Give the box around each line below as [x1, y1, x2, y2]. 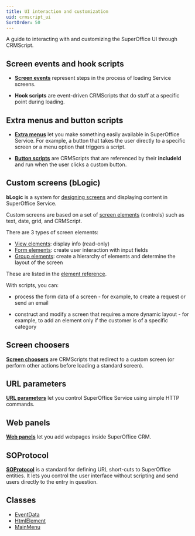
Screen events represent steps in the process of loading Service [14, 75, 172, 82]
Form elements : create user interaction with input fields [14, 246, 148, 253]
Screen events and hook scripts [6, 59, 124, 69]
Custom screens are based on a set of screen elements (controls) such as [6, 211, 184, 218]
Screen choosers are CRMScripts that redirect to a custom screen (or [6, 356, 175, 363]
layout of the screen [14, 259, 63, 266]
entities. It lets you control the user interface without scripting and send [6, 472, 179, 479]
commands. [6, 400, 35, 408]
